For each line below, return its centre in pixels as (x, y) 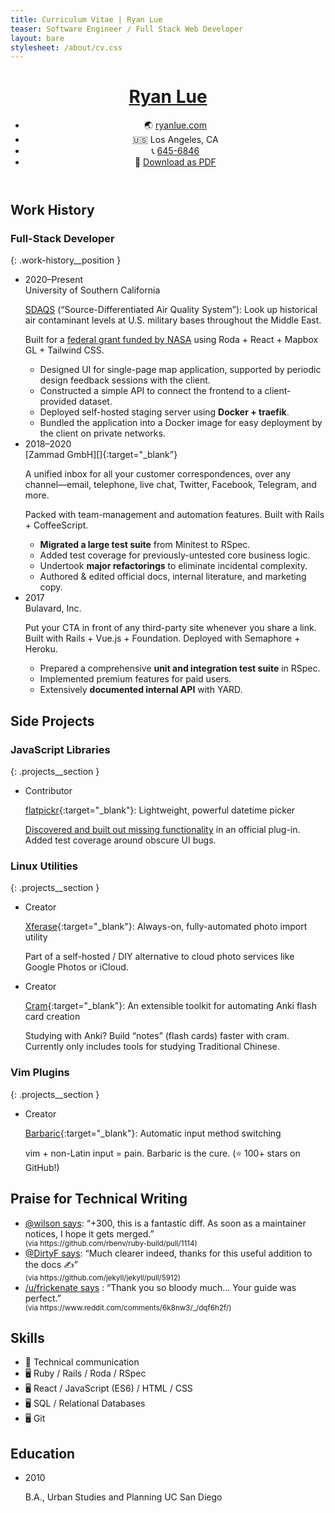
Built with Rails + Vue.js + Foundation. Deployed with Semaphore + (162, 638)
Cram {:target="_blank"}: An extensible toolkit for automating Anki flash (171, 1006)
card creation (52, 1017)
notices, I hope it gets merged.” (89, 1233)
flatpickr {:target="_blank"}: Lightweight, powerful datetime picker (160, 810)
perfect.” (43, 1298)
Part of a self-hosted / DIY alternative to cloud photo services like (159, 957)
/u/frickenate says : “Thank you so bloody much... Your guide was (160, 1287)
